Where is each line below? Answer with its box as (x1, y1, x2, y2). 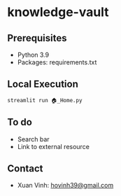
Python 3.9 (17, 50, 50, 59)
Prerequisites (7, 32, 67, 44)
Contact (7, 162, 43, 174)
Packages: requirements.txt (17, 58, 97, 66)
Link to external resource (17, 142, 90, 150)
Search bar (17, 134, 50, 143)
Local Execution (7, 78, 78, 90)
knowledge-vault (7, 4, 110, 20)
